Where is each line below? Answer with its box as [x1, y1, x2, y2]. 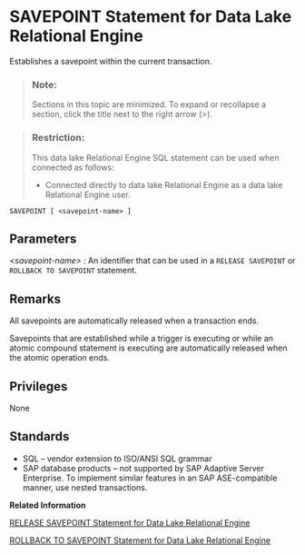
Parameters [9, 231, 77, 246]
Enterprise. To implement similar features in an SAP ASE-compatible [22, 472, 278, 483]
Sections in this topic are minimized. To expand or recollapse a [31, 99, 266, 110]
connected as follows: [31, 162, 115, 173]
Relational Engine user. [44, 189, 131, 200]
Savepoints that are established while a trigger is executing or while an [9, 333, 274, 344]
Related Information [9, 500, 86, 510]
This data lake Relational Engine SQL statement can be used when [31, 152, 280, 163]
